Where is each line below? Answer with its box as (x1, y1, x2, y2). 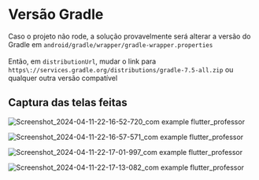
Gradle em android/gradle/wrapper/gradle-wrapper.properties (8, 39, 213, 49)
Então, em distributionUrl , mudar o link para (8, 57, 157, 66)
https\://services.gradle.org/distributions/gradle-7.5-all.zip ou (8, 64, 234, 74)
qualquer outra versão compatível (8, 73, 118, 83)
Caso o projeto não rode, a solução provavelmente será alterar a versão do (8, 31, 251, 41)
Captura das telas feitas (8, 96, 128, 109)
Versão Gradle (8, 6, 104, 24)
